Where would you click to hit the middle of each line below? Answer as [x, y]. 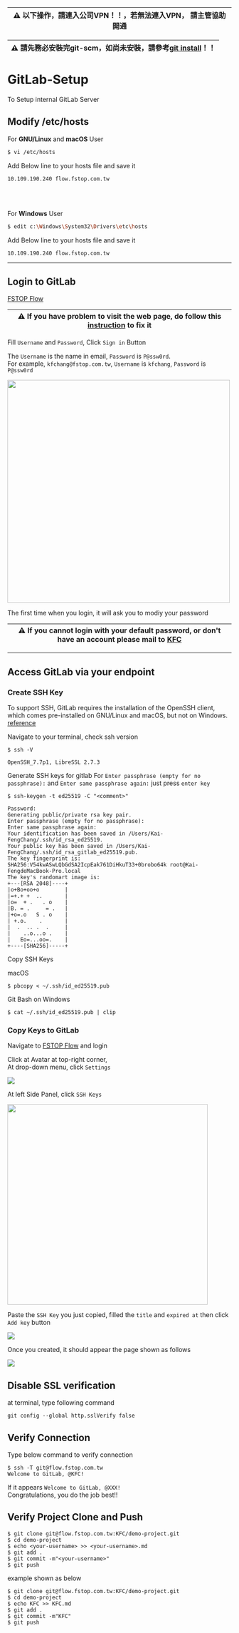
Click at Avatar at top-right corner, [58, 1060]
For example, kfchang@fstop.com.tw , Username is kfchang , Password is [107, 364]
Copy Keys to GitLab [43, 1030]
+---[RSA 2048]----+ [38, 884]
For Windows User [35, 213]
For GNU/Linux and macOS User [55, 139]
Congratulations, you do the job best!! [63, 1495]
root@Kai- [184, 865]
